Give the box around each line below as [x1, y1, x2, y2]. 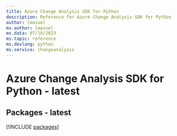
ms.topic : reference [6, 36, 57, 42]
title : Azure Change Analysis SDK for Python [6, 8, 119, 15]
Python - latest [6, 84, 80, 97]
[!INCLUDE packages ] [6, 123, 59, 130]
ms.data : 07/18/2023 [6, 30, 57, 36]
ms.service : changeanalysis [6, 47, 75, 53]
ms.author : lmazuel [6, 25, 54, 31]
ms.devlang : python [6, 42, 54, 47]
